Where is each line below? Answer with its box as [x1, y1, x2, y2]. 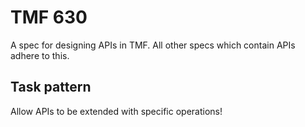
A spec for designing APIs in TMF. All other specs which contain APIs [10, 39, 296, 51]
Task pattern [10, 79, 92, 96]
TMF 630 [10, 6, 88, 29]
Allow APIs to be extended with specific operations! [10, 105, 223, 117]
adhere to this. [10, 49, 70, 61]
